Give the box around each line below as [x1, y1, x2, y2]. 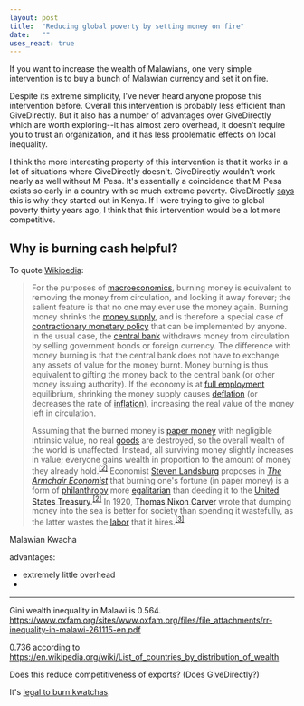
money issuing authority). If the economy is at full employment [31, 378, 265, 390]
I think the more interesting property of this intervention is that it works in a [9, 156, 288, 168]
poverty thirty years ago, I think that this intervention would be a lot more [9, 205, 281, 216]
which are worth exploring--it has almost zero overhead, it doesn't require [9, 120, 286, 131]
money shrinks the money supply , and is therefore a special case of [31, 311, 284, 322]
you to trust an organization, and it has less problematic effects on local [9, 129, 276, 141]
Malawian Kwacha [9, 534, 77, 545]
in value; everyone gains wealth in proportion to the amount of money [31, 455, 291, 466]
